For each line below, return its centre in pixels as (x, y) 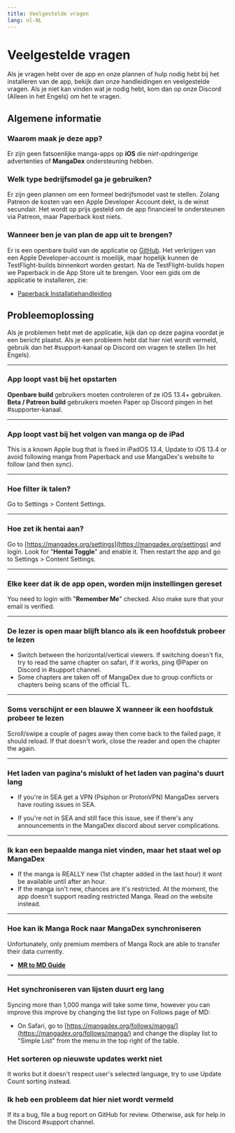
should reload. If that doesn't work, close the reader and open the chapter (114, 741)
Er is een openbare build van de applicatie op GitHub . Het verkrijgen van (112, 250)
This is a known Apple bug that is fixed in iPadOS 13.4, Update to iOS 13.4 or (117, 449)
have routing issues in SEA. (57, 804)
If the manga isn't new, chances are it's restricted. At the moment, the (118, 889)
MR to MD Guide (41, 965)
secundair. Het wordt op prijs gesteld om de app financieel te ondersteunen (116, 209)
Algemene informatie (54, 119)
